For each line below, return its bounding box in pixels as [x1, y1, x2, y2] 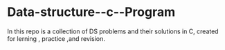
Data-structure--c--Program [7, 4, 175, 20]
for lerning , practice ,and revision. [7, 34, 105, 42]
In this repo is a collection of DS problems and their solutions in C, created [7, 27, 219, 35]
